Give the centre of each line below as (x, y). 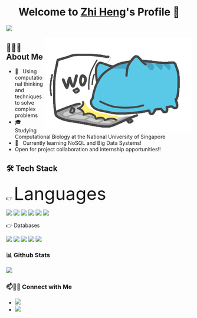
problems (26, 115)
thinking (33, 84)
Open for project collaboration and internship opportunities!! (88, 149)
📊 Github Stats (28, 255)
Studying (26, 130)
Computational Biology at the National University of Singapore (90, 137)
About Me (24, 57)
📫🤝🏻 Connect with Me (39, 287)
